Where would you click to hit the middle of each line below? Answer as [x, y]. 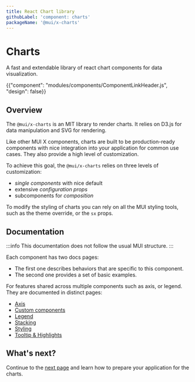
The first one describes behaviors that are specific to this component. [99, 268]
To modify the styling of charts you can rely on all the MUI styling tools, [93, 207]
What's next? [31, 354]
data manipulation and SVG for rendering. [56, 130]
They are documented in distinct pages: [54, 292]
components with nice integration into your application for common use [93, 148]
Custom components [40, 310]
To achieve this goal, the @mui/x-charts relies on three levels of [82, 165]
